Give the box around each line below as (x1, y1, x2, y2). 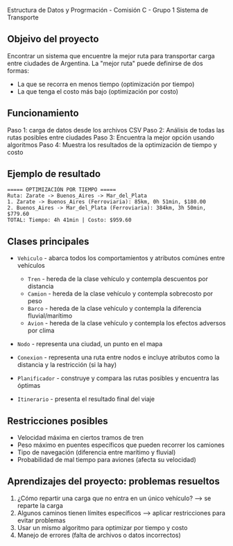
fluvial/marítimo (27, 312, 73, 320)
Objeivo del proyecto (7, 33, 99, 45)
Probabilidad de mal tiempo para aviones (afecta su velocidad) (17, 456, 196, 464)
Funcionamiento (7, 108, 79, 119)
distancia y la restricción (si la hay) (17, 361, 116, 369)
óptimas (17, 382, 41, 390)
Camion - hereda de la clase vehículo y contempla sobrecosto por (27, 289, 214, 298)
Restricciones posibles (7, 415, 109, 427)
